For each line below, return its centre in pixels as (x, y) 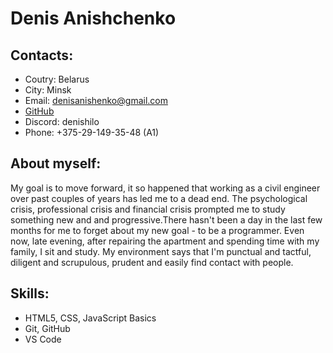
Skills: (30, 293)
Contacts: (42, 55)
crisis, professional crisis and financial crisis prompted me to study (148, 209)
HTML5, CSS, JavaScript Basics (90, 318)
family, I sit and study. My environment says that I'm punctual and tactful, (161, 251)
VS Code (43, 339)
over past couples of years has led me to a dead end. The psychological (159, 198)
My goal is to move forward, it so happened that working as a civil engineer (165, 188)
